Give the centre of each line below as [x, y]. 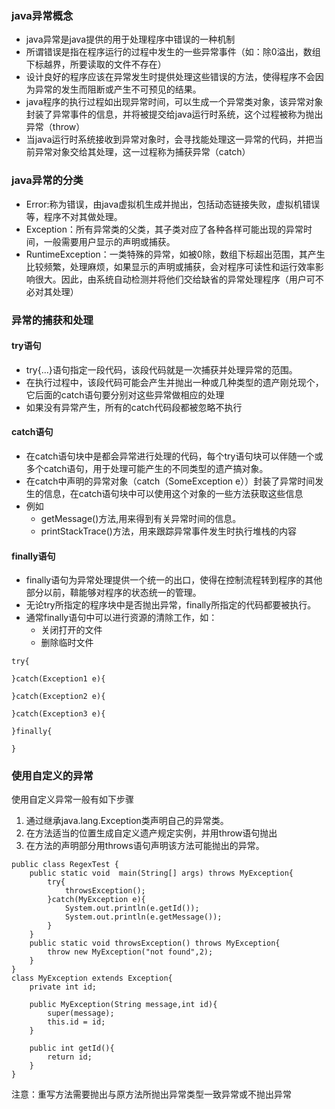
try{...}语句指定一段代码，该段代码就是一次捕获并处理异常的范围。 [161, 369]
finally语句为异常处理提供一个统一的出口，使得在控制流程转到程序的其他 [174, 580]
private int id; [63, 987]
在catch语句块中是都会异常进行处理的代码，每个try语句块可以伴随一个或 [174, 456]
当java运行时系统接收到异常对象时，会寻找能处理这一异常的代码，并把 [170, 139]
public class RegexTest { [65, 865]
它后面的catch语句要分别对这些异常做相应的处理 [125, 394]
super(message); [81, 1013]
